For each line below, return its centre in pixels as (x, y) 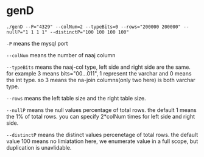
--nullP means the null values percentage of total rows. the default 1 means (101, 110)
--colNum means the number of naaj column (61, 55)
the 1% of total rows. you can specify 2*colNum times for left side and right (101, 116)
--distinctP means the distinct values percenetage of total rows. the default (102, 134)
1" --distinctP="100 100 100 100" (86, 32)
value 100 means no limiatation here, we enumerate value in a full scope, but (102, 141)
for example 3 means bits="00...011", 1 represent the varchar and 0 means (99, 73)
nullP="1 (17, 32)
